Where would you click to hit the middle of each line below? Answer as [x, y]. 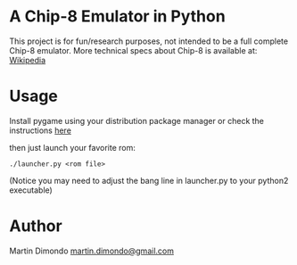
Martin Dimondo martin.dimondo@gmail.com [91, 251]
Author [36, 226]
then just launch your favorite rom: [72, 147]
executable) [31, 190]
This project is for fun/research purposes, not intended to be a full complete [148, 41]
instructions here [40, 130]
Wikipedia [28, 60]
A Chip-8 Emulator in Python [117, 17]
